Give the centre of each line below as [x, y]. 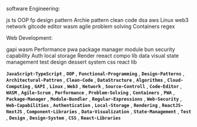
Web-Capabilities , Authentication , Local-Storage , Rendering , [84, 105]
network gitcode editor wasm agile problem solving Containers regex [90, 26]
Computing [18, 87]
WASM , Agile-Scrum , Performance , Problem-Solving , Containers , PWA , [90, 92]
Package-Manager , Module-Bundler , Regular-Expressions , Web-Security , [94, 99]
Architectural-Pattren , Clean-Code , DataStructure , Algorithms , [86, 80]
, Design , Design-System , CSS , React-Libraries [63, 118]
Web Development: [30, 38]
